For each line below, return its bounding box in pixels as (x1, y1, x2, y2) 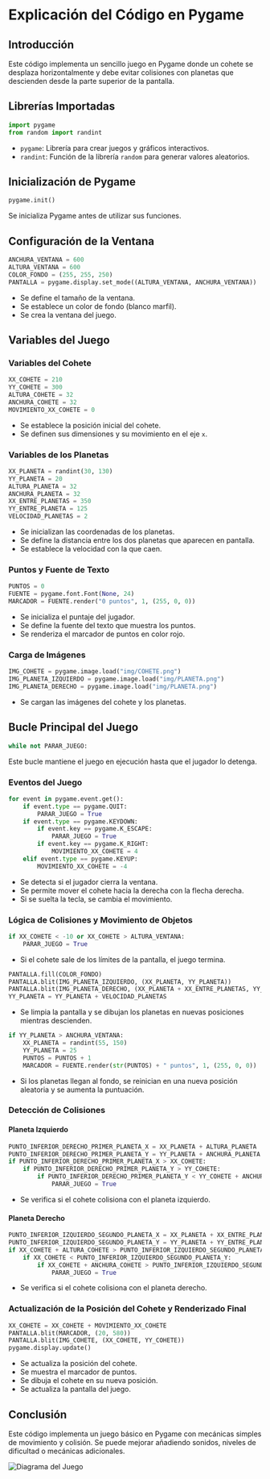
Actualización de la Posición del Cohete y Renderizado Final (8, 1303, 247, 1314)
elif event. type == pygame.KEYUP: (22, 855, 138, 863)
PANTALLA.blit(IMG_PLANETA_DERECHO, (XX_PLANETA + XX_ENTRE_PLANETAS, (8, 985, 250, 994)
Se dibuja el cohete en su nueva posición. (19, 1376, 158, 1385)
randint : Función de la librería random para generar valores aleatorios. (19, 152, 251, 161)
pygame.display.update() (8, 1344, 92, 1352)
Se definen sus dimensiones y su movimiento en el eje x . (19, 429, 208, 439)
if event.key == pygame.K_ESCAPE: (37, 825, 153, 833)
